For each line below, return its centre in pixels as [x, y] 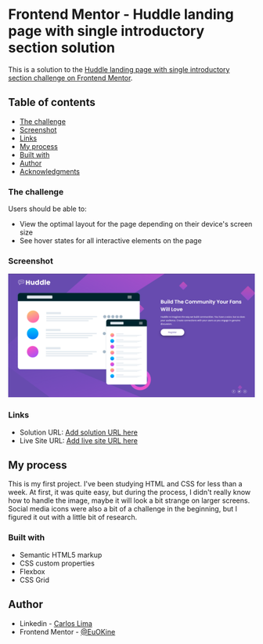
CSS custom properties [57, 563]
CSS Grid [34, 580]
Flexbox [32, 571]
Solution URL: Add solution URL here [79, 432]
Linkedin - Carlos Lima [56, 623]
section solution [62, 48]
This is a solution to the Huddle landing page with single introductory [119, 69]
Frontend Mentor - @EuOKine [67, 631]
